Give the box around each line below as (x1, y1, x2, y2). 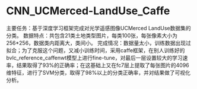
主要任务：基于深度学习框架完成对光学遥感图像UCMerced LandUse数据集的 (6, 24, 191, 31)
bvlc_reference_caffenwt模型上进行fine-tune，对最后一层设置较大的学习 (6, 54, 183, 61)
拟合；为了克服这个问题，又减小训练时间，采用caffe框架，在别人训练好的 (6, 46, 185, 54)
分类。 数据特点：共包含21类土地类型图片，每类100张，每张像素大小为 (6, 31, 178, 39)
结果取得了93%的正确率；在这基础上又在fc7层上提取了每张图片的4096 (16, 61, 190, 69)
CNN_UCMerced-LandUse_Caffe (6, 4, 170, 18)
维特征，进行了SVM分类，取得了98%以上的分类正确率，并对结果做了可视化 (6, 69, 191, 76)
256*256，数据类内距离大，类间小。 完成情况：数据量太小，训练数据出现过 (6, 39, 192, 46)
